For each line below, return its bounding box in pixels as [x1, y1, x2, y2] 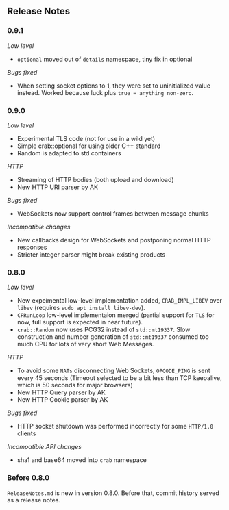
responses [16, 243, 47, 251]
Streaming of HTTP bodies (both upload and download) [16, 175, 174, 183]
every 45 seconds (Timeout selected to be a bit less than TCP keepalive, [16, 374, 222, 382]
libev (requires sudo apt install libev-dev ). [16, 304, 145, 312]
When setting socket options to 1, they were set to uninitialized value [16, 81, 211, 90]
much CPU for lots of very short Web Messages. [16, 340, 154, 348]
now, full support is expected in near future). [16, 318, 143, 327]
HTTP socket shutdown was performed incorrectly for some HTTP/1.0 [16, 422, 214, 431]
